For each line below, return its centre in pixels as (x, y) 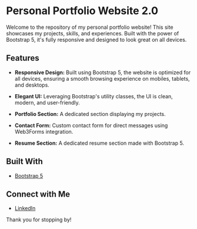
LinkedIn (25, 208)
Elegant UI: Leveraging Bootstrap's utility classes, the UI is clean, (94, 96)
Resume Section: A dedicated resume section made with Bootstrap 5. (99, 143)
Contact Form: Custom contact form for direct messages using (91, 125)
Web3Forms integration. (44, 131)
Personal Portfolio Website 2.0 (82, 11)
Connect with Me (38, 194)
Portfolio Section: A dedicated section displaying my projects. (90, 114)
